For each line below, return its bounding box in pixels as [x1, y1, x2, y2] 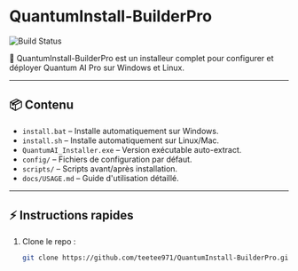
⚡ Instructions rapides [9, 208, 134, 223]
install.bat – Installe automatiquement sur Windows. [21, 125, 219, 136]
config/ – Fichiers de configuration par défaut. [21, 154, 192, 164]
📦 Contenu [9, 98, 74, 113]
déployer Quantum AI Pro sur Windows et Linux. [9, 62, 184, 73]
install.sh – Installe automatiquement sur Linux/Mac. [21, 135, 220, 146]
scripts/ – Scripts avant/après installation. [21, 163, 178, 174]
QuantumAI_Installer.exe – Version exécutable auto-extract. [21, 144, 242, 155]
